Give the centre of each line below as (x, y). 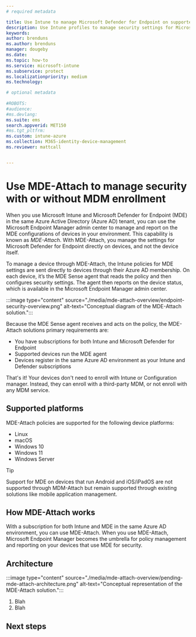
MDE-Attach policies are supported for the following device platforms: (90, 423)
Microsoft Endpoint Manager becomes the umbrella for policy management (96, 539)
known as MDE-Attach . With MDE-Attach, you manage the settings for (90, 240)
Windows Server (34, 459)
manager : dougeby (27, 50)
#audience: (19, 109)
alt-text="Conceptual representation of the (131, 584)
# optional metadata (31, 93)
